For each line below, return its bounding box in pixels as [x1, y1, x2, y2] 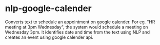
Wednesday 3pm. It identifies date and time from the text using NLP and [5, 29, 150, 35]
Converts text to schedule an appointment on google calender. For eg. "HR [5, 19, 155, 25]
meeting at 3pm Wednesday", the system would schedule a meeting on [5, 24, 148, 30]
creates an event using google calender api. [5, 34, 94, 40]
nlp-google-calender [5, 3, 92, 14]
